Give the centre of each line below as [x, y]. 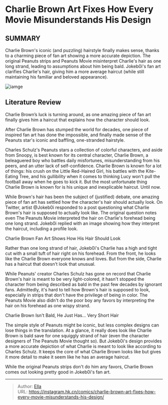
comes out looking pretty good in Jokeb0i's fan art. [58, 372]
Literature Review [33, 102]
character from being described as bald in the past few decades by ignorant [84, 284]
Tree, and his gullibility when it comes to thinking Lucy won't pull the [89, 176]
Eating [12, 176]
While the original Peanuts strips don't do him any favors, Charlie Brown [79, 366]
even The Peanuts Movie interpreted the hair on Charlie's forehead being [80, 218]
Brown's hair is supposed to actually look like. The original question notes [81, 213]
